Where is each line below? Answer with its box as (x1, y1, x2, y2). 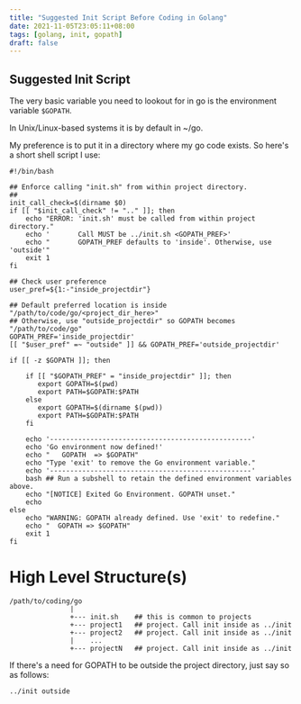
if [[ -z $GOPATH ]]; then (9, 357, 111, 366)
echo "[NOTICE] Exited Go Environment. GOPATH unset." (25, 490, 236, 500)
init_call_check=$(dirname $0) (9, 199, 127, 208)
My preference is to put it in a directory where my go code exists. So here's (9, 140, 289, 151)
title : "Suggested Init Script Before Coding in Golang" (9, 13, 228, 23)
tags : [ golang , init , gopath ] (9, 30, 123, 39)
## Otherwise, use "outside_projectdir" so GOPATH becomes (9, 317, 236, 326)
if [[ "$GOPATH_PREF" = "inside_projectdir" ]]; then (25, 372, 232, 381)
